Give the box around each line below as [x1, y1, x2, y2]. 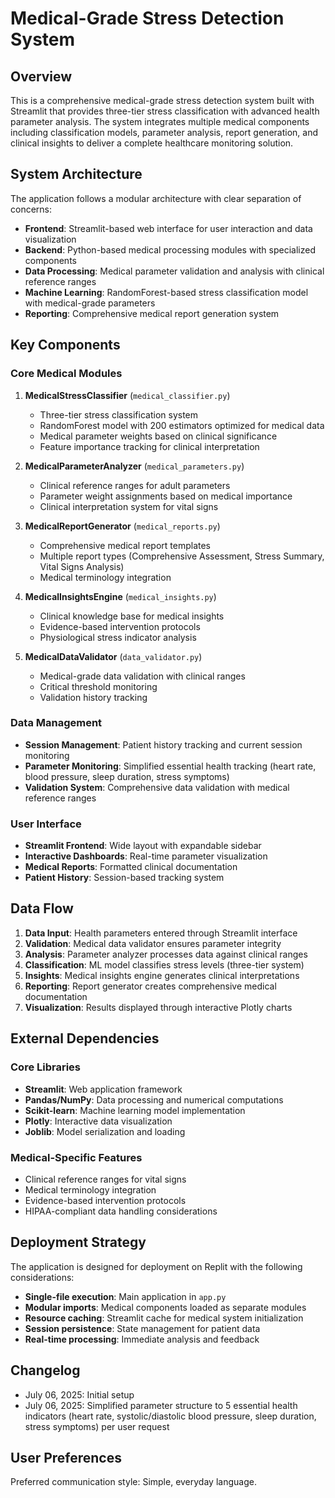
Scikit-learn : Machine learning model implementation [24, 1104, 246, 1116]
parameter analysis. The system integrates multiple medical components [10, 116, 310, 127]
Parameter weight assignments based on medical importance [39, 490, 293, 502]
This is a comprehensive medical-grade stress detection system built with [10, 95, 315, 106]
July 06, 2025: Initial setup [24, 1388, 135, 1401]
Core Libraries [10, 1060, 82, 1074]
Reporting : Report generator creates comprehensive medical [24, 980, 277, 992]
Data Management [10, 716, 103, 730]
